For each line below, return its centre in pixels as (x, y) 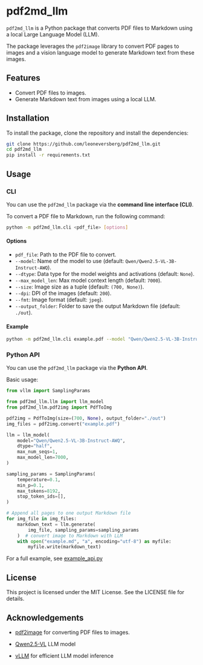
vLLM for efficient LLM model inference (64, 655)
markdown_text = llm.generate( (56, 524)
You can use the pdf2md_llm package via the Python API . (77, 368)
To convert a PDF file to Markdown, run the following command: (86, 216)
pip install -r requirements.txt (48, 155)
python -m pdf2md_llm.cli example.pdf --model (66, 339)
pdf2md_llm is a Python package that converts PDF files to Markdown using (100, 28)
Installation (28, 119)
